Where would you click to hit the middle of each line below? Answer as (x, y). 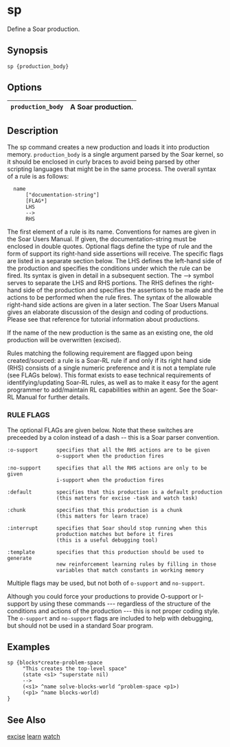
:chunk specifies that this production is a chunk (95, 510)
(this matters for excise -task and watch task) (127, 498)
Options (25, 88)
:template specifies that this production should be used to (106, 552)
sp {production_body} (38, 66)
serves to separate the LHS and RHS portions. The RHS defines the (102, 283)
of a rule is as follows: (38, 177)
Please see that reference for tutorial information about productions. (104, 320)
